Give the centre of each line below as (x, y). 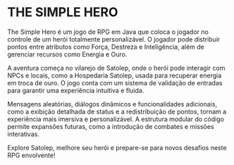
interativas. (24, 134)
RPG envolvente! (31, 155)
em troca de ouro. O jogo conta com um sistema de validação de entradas (115, 82)
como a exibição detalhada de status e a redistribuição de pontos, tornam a (117, 111)
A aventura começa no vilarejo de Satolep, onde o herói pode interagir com (116, 68)
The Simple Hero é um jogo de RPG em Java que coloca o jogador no (108, 32)
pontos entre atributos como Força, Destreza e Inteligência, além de (106, 47)
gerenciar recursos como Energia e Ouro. (67, 54)
